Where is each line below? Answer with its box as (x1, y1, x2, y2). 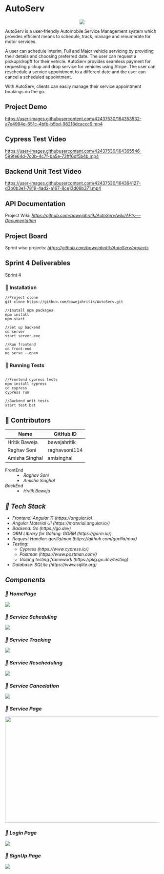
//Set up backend (5, 325, 41, 330)
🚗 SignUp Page (5, 853, 41, 859)
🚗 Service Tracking (5, 636, 51, 643)
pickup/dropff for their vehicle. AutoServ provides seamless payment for (5, 58, 151, 64)
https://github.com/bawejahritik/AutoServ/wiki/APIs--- (31, 213, 141, 219)
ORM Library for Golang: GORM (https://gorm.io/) (12, 530, 112, 537)
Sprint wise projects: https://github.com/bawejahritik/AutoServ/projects (5, 245, 149, 250)
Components (5, 576, 45, 584)
